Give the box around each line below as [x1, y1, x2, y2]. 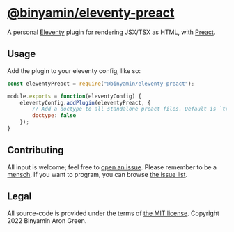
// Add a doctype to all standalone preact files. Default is [32, 106, 217, 113]
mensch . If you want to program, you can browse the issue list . [7, 170, 188, 178]
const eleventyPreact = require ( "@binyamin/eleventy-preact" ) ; [7, 80, 195, 87]
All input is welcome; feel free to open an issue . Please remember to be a [7, 162, 217, 171]
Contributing [7, 144, 64, 156]
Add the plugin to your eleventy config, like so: [7, 66, 141, 75]
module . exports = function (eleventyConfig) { [7, 93, 141, 100]
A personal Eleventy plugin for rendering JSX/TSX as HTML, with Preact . [7, 28, 216, 36]
